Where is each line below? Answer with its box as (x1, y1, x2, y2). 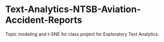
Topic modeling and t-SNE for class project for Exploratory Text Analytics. (5, 31, 159, 37)
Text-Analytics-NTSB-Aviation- (5, 4, 141, 15)
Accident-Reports (5, 14, 83, 26)
